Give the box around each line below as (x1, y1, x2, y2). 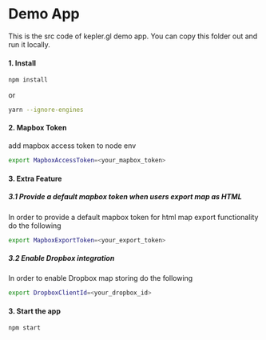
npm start (8, 324, 42, 332)
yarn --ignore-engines (8, 106, 84, 114)
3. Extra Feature (8, 174, 62, 183)
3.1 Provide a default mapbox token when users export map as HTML (8, 192, 242, 202)
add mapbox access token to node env (8, 141, 137, 150)
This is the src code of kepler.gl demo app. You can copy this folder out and (8, 31, 258, 41)
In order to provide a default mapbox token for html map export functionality (8, 212, 259, 222)
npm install (8, 76, 48, 84)
